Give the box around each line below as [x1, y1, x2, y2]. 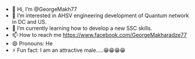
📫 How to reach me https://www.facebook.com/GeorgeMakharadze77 [11, 32, 187, 38]
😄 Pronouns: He [11, 40, 53, 47]
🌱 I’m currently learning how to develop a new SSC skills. [11, 24, 153, 32]
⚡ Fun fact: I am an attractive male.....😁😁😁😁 [11, 46, 126, 54]
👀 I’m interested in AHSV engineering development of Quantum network [11, 12, 190, 19]
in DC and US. [11, 18, 47, 25]
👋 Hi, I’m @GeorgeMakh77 [11, 6, 77, 13]
